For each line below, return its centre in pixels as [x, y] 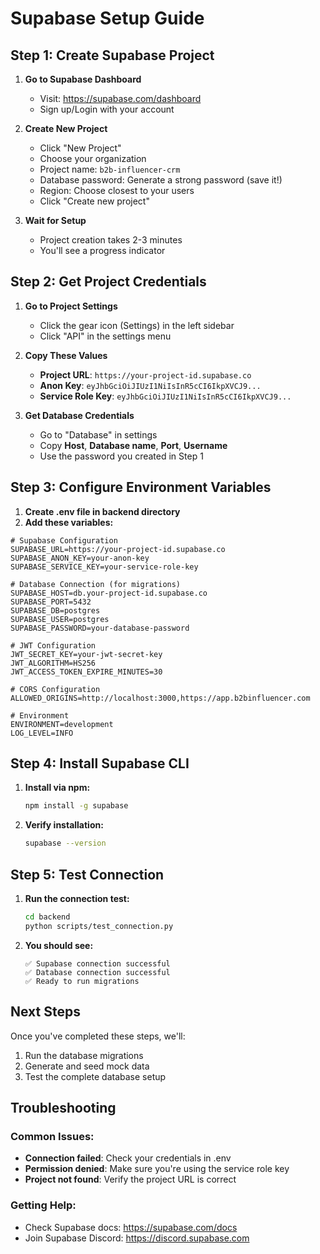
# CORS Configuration [55, 689]
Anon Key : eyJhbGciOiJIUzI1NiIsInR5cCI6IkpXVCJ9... [150, 385]
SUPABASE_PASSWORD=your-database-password [100, 628]
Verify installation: [64, 825]
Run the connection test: [77, 898]
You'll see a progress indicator [102, 250]
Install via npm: [57, 788]
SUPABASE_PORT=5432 [51, 602]
